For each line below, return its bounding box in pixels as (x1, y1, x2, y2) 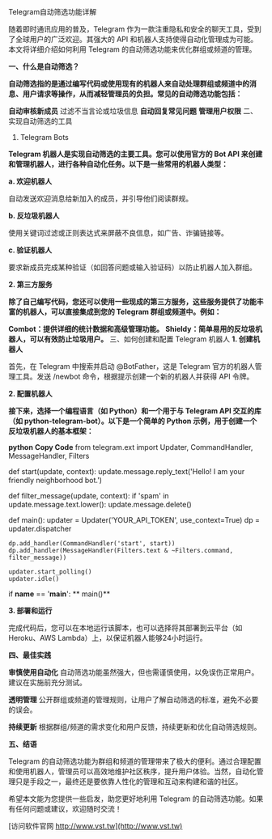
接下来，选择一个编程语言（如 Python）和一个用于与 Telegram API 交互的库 (8, 406, 261, 415)
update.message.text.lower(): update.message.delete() (8, 500, 192, 509)
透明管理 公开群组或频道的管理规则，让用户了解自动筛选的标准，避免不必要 (8, 695, 259, 704)
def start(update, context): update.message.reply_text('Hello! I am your (8, 467, 245, 476)
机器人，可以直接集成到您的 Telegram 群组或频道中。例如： (22, 307, 222, 316)
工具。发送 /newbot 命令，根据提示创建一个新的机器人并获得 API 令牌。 (15, 371, 254, 381)
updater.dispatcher (8, 524, 72, 533)
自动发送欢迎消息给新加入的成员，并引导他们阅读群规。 (8, 193, 193, 203)
